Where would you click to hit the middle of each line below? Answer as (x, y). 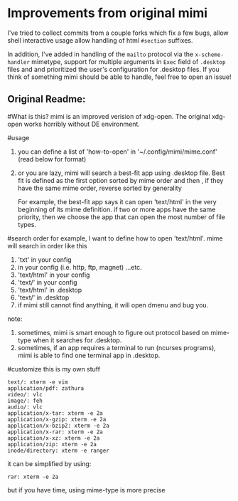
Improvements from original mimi (108, 13)
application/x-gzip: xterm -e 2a (57, 419)
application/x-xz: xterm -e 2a (54, 438)
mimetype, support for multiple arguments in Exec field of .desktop (129, 61)
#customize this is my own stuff (54, 369)
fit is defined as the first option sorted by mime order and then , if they (120, 180)
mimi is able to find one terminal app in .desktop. (89, 355)
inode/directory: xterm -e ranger (59, 450)
